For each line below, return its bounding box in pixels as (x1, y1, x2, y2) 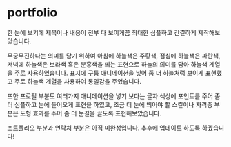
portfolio (7, 5, 58, 21)
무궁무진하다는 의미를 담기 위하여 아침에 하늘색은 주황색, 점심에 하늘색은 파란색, (7, 52, 221, 60)
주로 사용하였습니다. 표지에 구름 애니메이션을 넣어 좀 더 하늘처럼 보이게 (14, 69, 204, 77)
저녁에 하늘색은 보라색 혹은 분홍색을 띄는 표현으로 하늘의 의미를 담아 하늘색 (7, 60, 208, 68)
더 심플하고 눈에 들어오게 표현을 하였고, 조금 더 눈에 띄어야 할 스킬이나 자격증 (7, 100, 213, 109)
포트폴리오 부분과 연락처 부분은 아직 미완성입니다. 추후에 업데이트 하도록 (7, 124, 201, 132)
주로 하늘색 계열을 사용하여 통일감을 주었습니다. (14, 77, 142, 85)
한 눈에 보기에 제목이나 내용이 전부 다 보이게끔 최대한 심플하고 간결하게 (7, 28, 197, 36)
